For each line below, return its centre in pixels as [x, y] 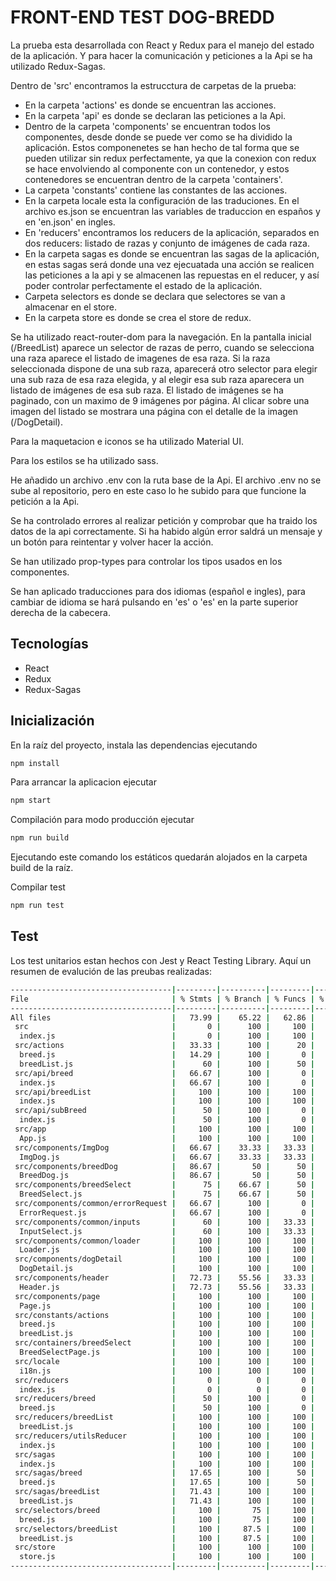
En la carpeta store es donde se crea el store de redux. [138, 317]
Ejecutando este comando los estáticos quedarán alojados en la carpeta [159, 857]
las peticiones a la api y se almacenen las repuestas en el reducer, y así [172, 275]
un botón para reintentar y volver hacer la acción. [112, 542]
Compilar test [38, 887]
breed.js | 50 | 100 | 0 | [167, 1408]
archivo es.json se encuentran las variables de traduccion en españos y [172, 211]
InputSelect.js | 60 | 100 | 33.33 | [167, 1231]
